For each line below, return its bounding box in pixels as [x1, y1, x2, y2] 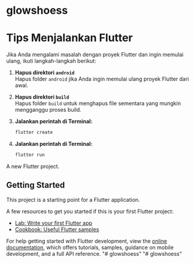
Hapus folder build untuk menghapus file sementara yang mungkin [14, 100, 181, 107]
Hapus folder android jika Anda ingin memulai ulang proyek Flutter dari [14, 76, 189, 83]
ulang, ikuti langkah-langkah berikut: [6, 58, 96, 65]
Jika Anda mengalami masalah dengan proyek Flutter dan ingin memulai [6, 51, 184, 58]
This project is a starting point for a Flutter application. [6, 196, 140, 203]
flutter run [14, 152, 45, 158]
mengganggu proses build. [14, 106, 82, 113]
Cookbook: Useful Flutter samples [14, 226, 99, 233]
